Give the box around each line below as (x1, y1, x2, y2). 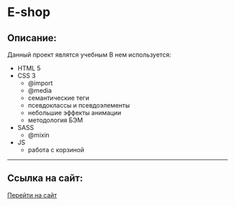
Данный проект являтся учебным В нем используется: (7, 50, 171, 59)
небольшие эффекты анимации (27, 109, 122, 117)
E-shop (7, 4, 51, 20)
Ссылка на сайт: (7, 172, 83, 184)
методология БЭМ (27, 116, 83, 124)
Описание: (7, 32, 57, 44)
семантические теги (27, 94, 90, 102)
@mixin (27, 131, 50, 139)
